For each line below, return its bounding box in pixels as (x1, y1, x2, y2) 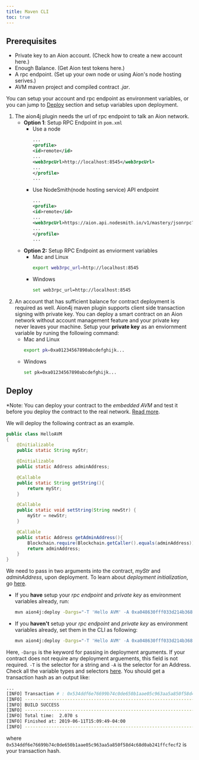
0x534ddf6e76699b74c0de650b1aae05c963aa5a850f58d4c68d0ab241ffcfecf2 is (6, 740, 187, 748)
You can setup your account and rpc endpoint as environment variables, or (6, 95, 189, 102)
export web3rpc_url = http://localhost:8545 (32, 265, 139, 271)
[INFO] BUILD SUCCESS (6, 702, 60, 708)
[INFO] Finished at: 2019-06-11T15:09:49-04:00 (6, 718, 126, 724)
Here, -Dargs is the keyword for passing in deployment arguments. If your (6, 648, 185, 655)
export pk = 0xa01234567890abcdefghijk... (23, 347, 125, 353)
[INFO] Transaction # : (6, 691, 65, 696)
